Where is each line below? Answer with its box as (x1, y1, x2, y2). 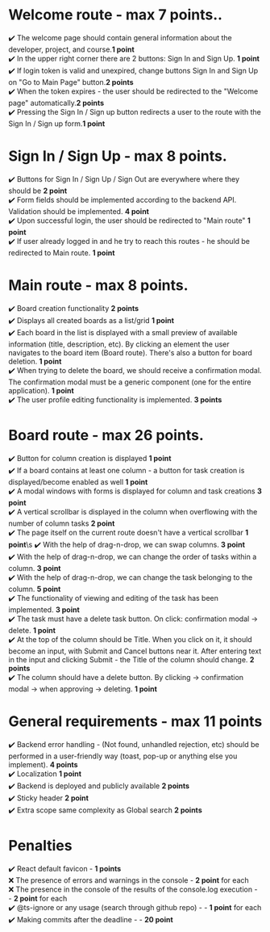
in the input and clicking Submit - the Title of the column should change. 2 (8, 654, 255, 664)
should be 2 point (8, 186, 68, 195)
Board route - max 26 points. (8, 426, 204, 444)
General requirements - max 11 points (8, 712, 263, 730)
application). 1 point (8, 385, 74, 395)
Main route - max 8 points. (8, 276, 189, 295)
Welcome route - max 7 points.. (8, 6, 223, 24)
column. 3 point (8, 563, 61, 573)
